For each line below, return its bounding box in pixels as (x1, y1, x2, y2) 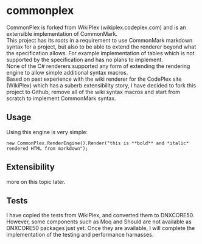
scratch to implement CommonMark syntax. (6, 95, 117, 102)
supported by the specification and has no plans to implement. (6, 56, 163, 63)
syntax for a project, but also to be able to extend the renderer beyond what (6, 43, 197, 50)
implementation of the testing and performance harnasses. (6, 231, 154, 239)
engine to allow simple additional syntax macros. (6, 69, 128, 76)
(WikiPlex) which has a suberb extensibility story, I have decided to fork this (6, 81, 197, 89)
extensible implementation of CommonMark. (6, 30, 118, 37)
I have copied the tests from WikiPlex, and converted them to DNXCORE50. (6, 212, 195, 219)
